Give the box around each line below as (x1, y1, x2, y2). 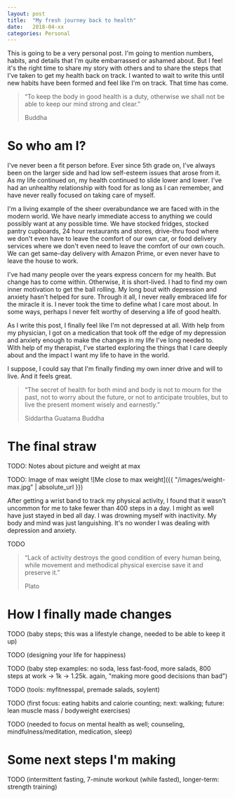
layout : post (7, 10, 46, 18)
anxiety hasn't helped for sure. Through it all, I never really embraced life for (7, 292, 227, 302)
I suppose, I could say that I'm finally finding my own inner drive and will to (7, 365, 223, 373)
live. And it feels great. (7, 372, 72, 381)
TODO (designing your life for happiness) (7, 651, 126, 659)
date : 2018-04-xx (7, 23, 65, 30)
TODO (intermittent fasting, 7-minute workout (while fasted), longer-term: (7, 776, 220, 783)
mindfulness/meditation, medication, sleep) (7, 727, 133, 736)
